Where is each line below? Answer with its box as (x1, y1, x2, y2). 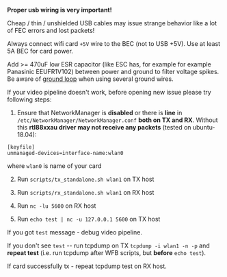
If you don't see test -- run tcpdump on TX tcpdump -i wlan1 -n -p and (7, 241, 210, 250)
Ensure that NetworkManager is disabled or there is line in (16, 109, 183, 117)
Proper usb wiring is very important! (7, 6, 112, 14)
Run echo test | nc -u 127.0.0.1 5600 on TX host (16, 215, 161, 223)
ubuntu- (192, 123, 215, 131)
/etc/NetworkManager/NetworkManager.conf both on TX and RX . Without (16, 116, 218, 124)
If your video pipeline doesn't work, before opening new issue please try (7, 88, 212, 96)
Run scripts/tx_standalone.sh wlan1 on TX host (16, 175, 155, 183)
